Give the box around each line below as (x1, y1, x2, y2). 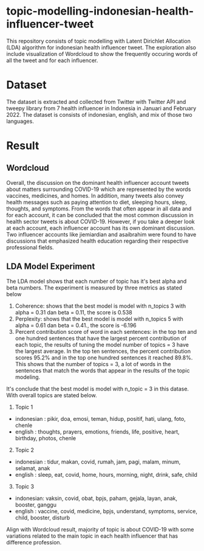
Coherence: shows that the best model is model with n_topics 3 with (15, 302, 186, 310)
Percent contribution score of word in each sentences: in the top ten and (15, 328, 197, 335)
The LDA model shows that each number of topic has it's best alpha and (6, 277, 187, 285)
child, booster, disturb (15, 514, 70, 521)
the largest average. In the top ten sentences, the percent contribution (15, 347, 191, 355)
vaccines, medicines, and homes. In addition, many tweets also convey (6, 192, 184, 199)
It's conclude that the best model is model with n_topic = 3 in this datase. (6, 385, 189, 392)
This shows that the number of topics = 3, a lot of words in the (15, 360, 171, 367)
